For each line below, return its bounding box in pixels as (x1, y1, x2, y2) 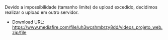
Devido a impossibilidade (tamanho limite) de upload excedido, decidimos (5, 4, 158, 10)
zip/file (12, 30, 27, 35)
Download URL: (12, 19, 45, 25)
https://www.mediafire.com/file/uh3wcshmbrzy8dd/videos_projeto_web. (12, 24, 163, 30)
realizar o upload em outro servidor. (5, 9, 79, 15)
